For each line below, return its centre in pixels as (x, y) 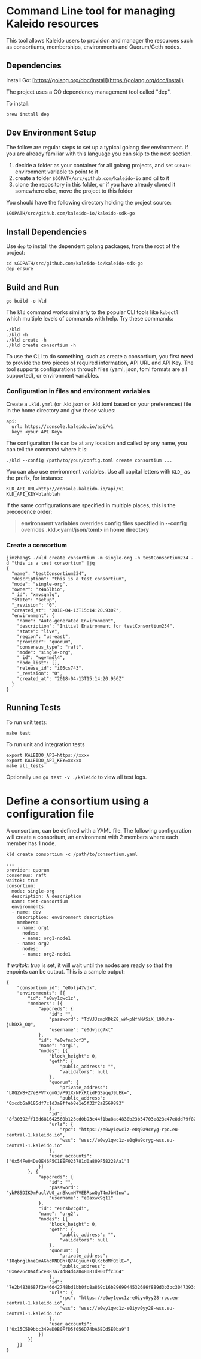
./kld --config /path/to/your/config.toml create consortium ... (89, 460)
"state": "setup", (35, 600)
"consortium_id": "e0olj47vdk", (57, 988)
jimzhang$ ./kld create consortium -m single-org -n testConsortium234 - (100, 558)
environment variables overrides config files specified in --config (104, 523)
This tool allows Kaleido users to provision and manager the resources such (100, 40)
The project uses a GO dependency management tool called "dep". (89, 92)
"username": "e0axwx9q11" (81, 1198)
